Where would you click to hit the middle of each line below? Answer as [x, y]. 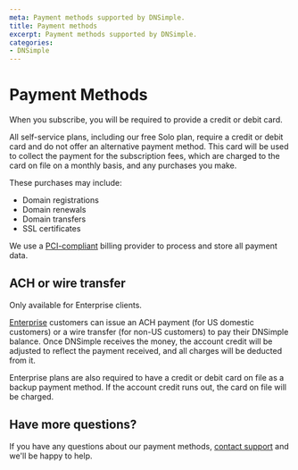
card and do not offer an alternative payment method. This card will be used [149, 147]
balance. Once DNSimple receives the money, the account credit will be [141, 341]
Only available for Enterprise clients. [76, 305]
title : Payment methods [54, 26]
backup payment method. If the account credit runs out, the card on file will [148, 387]
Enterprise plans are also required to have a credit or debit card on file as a [147, 377]
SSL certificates [51, 229]
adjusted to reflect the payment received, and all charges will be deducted [146, 350]
